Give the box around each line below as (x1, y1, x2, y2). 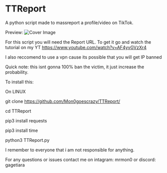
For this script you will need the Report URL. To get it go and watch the (5, 39, 151, 45)
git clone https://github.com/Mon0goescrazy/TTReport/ (5, 98, 120, 104)
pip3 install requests (5, 117, 47, 123)
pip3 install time (5, 127, 38, 133)
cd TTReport (5, 108, 32, 114)
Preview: (5, 29, 24, 35)
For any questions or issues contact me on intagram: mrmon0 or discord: (5, 156, 156, 162)
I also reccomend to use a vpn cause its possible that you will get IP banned (5, 54, 162, 60)
